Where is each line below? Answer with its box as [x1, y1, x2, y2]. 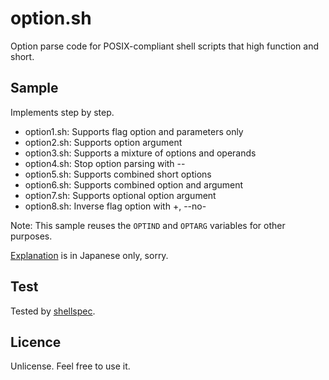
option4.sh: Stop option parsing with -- [24, 157, 186, 169]
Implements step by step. [10, 106, 115, 118]
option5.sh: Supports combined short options [24, 168, 212, 180]
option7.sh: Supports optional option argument [24, 189, 217, 201]
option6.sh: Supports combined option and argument [24, 178, 244, 191]
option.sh [10, 7, 92, 30]
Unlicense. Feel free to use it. [10, 360, 131, 372]
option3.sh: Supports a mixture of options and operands [24, 147, 257, 159]
